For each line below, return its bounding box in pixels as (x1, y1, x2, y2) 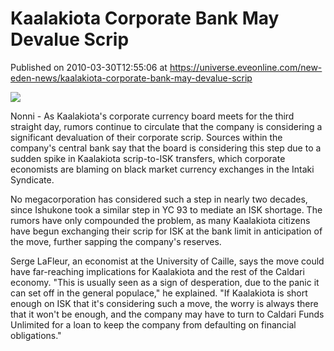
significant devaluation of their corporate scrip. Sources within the (10, 131, 283, 143)
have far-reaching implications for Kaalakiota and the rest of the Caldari (10, 265, 305, 277)
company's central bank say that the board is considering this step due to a (10, 142, 322, 154)
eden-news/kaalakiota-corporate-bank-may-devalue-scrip (10, 72, 253, 84)
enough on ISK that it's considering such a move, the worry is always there (10, 297, 319, 309)
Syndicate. (10, 173, 55, 186)
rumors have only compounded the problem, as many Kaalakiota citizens (10, 214, 311, 226)
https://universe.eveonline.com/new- (169, 61, 323, 73)
